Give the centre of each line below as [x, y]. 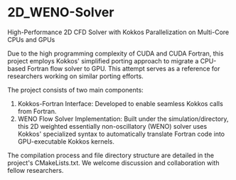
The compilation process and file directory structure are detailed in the [111, 155]
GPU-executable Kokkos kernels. [66, 141]
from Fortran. [37, 111]
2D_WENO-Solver [61, 12]
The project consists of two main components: [75, 90]
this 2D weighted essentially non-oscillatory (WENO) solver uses [112, 126]
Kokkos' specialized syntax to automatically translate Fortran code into [121, 134]
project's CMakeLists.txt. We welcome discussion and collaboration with [113, 163]
